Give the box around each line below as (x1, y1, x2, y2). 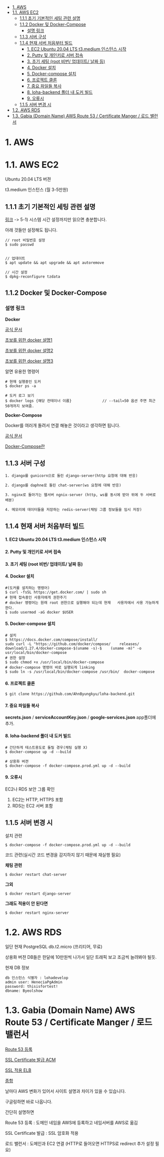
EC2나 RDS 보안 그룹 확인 (5, 786, 55, 792)
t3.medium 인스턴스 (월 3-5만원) (5, 187, 69, 193)
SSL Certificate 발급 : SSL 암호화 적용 (5, 1130, 79, 1136)
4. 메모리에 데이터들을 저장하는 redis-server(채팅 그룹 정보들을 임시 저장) (5, 507, 142, 512)
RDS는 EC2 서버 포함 (12, 802, 53, 808)
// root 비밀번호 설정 (5, 238, 46, 243)
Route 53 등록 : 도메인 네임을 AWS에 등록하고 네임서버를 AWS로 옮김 (5, 1120, 138, 1125)
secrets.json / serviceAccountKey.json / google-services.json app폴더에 (5, 715, 156, 721)
